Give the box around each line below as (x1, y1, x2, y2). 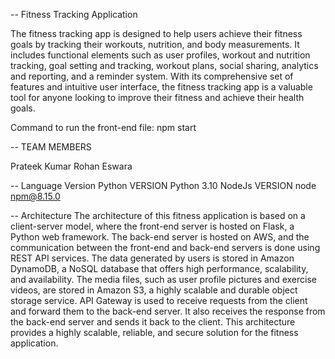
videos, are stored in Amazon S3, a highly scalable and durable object (10, 284, 298, 296)
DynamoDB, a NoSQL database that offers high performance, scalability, (10, 263, 309, 274)
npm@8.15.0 (10, 190, 61, 202)
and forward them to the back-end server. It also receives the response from (10, 305, 326, 317)
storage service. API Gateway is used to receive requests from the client (10, 295, 308, 306)
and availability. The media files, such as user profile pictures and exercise (10, 274, 317, 285)
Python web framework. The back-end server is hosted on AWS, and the (10, 231, 310, 243)
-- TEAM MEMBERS (10, 141, 92, 153)
